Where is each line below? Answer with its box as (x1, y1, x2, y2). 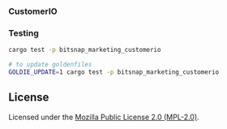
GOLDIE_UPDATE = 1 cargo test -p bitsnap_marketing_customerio (8, 67, 220, 76)
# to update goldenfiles (8, 61, 92, 69)
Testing (8, 27, 39, 38)
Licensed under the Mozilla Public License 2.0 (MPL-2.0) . (8, 112, 200, 122)
